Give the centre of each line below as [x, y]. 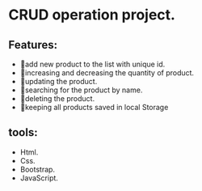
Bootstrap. [37, 169]
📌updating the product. [59, 81]
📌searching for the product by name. [81, 90]
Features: [33, 45]
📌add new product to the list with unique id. [93, 64]
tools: [23, 132]
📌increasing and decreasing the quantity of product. [107, 73]
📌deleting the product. [57, 98]
